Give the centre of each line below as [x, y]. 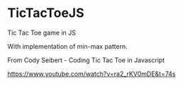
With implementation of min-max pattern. [67, 46]
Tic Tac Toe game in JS [41, 33]
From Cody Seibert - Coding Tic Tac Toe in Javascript [86, 60]
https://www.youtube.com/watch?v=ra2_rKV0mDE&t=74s [91, 74]
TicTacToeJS [46, 13]
